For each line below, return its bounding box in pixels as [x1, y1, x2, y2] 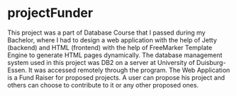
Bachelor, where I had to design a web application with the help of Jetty [7, 35, 218, 44]
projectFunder [7, 5, 94, 21]
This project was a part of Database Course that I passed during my [7, 28, 206, 37]
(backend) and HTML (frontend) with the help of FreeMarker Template [7, 43, 213, 52]
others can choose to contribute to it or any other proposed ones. [7, 80, 199, 89]
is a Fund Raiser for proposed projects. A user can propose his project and [7, 73, 226, 82]
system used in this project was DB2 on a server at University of [7, 58, 195, 66]
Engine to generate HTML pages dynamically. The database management [7, 51, 223, 59]
